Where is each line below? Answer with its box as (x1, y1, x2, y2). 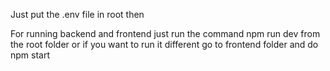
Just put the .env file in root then (10, 9, 145, 20)
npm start (10, 49, 51, 61)
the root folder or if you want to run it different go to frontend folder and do (10, 39, 319, 50)
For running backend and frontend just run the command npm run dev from (10, 28, 321, 39)
